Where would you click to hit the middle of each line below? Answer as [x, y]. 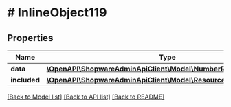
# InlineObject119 [57, 13]
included [25, 80]
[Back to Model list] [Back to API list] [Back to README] [86, 97]
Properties [30, 38]
